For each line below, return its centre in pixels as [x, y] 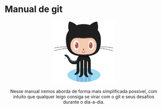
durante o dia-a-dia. [84, 102]
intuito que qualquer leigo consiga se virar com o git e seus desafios [84, 96]
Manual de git [34, 9]
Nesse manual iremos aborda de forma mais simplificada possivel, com [84, 91]
